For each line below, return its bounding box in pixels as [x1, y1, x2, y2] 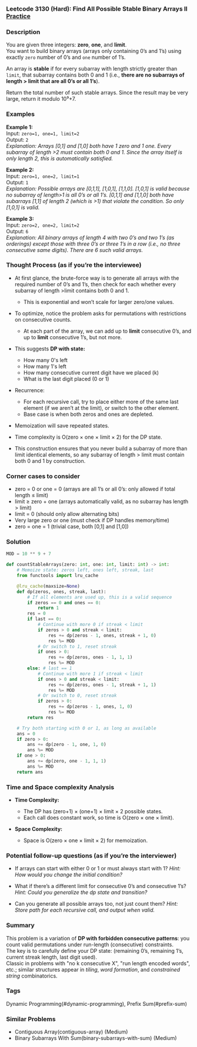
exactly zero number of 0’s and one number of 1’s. [6, 54, 126, 61]
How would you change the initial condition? [14, 871, 122, 879]
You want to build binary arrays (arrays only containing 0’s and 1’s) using [6, 48, 182, 55]
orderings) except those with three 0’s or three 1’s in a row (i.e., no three [6, 240, 181, 247]
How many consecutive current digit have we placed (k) [23, 369, 159, 376]
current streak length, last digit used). [6, 953, 97, 960]
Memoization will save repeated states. [14, 422, 110, 429]
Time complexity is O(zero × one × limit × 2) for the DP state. [14, 433, 163, 440]
